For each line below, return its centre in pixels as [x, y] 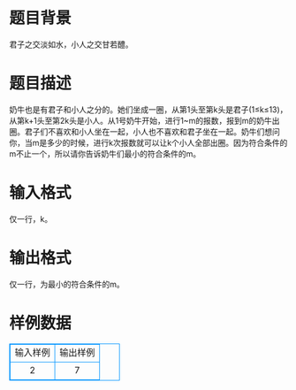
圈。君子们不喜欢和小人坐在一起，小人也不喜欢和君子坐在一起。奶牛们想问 [144, 131]
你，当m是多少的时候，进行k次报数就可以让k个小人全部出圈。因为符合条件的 [148, 142]
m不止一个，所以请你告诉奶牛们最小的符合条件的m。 [105, 153]
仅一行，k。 [31, 218]
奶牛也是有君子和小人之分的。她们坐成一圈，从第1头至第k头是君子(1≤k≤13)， [148, 109]
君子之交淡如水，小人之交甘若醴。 [71, 44]
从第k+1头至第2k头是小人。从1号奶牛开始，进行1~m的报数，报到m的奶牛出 [144, 120]
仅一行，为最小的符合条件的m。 [67, 284]
